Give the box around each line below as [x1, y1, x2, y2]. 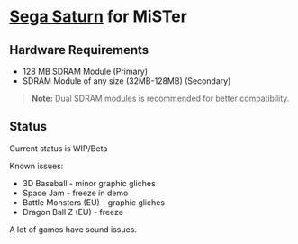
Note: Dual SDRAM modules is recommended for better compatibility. [31, 93, 290, 104]
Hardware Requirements [9, 42, 149, 58]
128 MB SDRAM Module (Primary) [22, 66, 149, 77]
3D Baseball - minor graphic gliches [22, 177, 156, 188]
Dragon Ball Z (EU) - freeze [22, 206, 124, 217]
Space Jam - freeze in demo [22, 187, 129, 198]
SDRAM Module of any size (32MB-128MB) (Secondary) [22, 76, 231, 86]
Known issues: [9, 160, 64, 171]
